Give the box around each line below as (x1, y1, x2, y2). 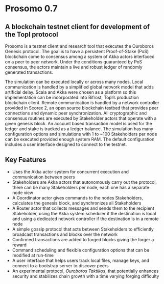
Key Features (5, 156, 47, 164)
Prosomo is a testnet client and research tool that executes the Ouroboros (5, 43, 154, 49)
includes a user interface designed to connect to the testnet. (5, 142, 127, 147)
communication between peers (12, 174, 75, 180)
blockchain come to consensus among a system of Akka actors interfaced (5, 54, 155, 59)
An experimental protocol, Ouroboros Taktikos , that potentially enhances (12, 268, 159, 274)
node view (12, 190, 33, 196)
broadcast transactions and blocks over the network (12, 231, 118, 237)
